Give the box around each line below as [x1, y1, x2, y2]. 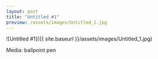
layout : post [6, 8, 38, 15]
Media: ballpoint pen [6, 47, 56, 54]
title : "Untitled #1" [6, 14, 60, 20]
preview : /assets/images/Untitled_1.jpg [6, 19, 108, 25]
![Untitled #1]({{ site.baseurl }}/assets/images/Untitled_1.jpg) [6, 36, 153, 43]
